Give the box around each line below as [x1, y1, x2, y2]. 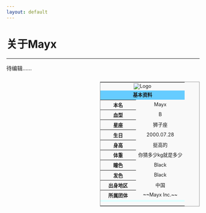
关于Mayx [6, 37, 57, 51]
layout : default [6, 9, 48, 15]
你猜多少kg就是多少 [137, 152, 183, 159]
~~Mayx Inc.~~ [143, 192, 178, 198]
